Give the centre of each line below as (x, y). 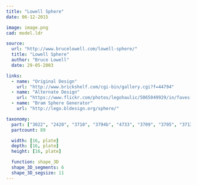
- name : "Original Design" (44, 81)
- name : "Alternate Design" (46, 92)
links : (14, 76)
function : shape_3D (35, 162)
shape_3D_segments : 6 (38, 167)
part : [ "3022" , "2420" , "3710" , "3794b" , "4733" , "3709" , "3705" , (94, 124)
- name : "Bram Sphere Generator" (52, 103)
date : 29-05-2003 (33, 65)
